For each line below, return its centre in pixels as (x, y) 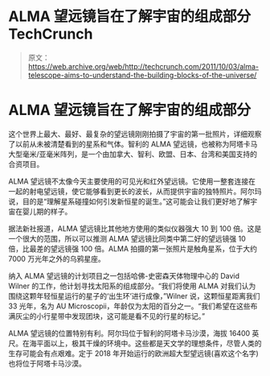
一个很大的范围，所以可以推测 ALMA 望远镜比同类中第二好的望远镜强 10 (127, 238)
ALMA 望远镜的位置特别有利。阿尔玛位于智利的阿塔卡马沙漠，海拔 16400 (129, 333)
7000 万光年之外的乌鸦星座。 (57, 258)
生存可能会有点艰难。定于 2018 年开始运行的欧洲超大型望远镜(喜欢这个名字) (133, 353)
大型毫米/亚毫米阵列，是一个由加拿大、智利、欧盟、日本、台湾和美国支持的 (133, 154)
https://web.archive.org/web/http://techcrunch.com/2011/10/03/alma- (143, 66)
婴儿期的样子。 (47, 211)
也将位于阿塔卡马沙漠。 (47, 363)
